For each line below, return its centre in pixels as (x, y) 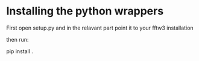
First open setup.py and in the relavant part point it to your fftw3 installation (100, 28)
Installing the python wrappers (85, 11)
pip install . (20, 51)
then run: (17, 39)
